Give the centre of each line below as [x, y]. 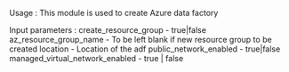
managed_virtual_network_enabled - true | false [96, 58]
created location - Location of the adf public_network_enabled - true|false [145, 49]
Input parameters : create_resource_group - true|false [108, 30]
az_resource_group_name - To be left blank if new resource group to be [141, 40]
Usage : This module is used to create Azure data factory [114, 13]
